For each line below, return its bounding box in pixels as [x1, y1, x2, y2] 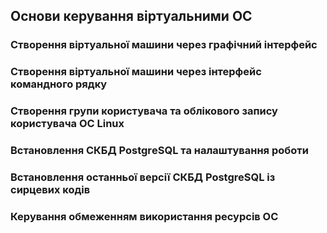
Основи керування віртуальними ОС [10, 8, 253, 25]
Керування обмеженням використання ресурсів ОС [10, 209, 279, 223]
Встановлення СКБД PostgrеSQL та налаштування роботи [10, 144, 309, 158]
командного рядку [10, 77, 108, 91]
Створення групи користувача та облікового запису [10, 104, 278, 118]
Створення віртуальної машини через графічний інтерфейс [10, 38, 318, 52]
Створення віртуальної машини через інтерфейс [10, 65, 262, 79]
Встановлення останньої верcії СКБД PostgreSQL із [10, 170, 276, 184]
